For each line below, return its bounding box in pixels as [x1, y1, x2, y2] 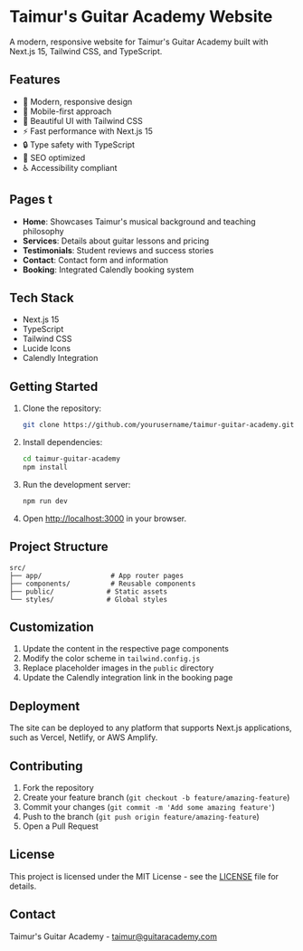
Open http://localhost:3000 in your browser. [22, 513, 187, 524]
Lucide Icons [22, 343, 71, 354]
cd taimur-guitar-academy [22, 454, 120, 463]
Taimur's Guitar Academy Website [9, 6, 273, 27]
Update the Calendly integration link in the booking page [22, 672, 233, 683]
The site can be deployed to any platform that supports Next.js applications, [9, 722, 292, 734]
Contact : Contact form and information [22, 254, 169, 265]
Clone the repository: [22, 403, 102, 414]
